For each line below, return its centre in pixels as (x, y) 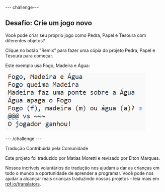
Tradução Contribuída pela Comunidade (47, 148)
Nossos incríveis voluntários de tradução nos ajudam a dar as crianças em (82, 168)
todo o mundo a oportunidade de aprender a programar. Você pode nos (79, 173)
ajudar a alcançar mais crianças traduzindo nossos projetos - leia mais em (82, 178)
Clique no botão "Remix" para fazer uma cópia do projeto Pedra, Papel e (80, 50)
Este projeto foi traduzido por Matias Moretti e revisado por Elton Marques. (82, 158)
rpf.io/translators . (23, 184)
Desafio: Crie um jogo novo (49, 23)
